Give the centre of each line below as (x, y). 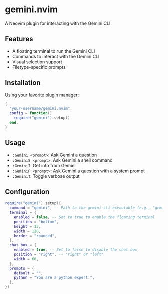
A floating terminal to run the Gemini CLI (54, 51)
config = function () (31, 113)
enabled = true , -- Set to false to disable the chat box (76, 250)
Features (19, 39)
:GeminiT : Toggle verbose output (46, 176)
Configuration (27, 192)
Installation (23, 83)
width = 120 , (28, 231)
